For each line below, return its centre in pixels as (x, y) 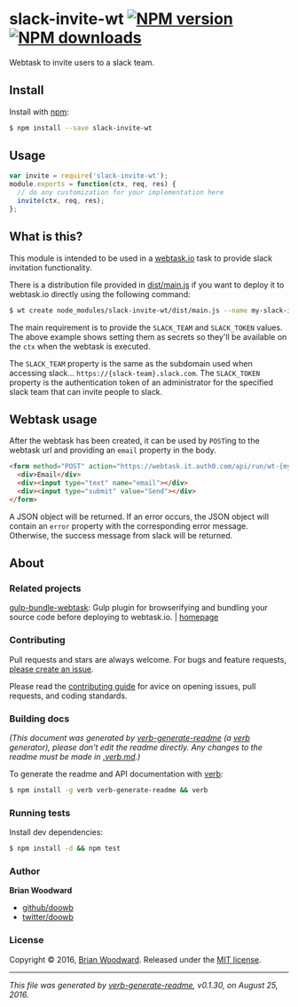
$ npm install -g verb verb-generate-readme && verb (109, 790)
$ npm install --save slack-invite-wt (81, 128)
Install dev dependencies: (56, 832)
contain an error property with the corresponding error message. (129, 526)
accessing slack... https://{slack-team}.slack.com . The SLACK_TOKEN (135, 373)
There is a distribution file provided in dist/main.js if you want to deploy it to (147, 285)
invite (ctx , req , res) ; (61, 201)
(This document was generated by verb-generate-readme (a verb (129, 737)
